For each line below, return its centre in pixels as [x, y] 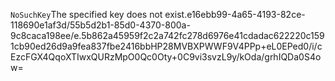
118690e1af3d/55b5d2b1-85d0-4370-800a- [100, 25]
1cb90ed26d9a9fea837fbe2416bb [81, 46]
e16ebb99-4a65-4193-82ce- [246, 14]
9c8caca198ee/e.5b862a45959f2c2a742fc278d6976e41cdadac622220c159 [167, 35]
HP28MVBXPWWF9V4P [200, 46]
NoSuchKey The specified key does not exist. [99, 14]
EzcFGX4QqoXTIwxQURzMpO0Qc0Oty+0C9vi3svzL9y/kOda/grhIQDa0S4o [166, 57]
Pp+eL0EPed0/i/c [286, 46]
